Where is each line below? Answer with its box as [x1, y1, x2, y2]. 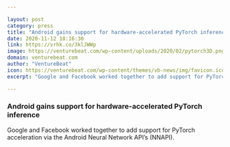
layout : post [7, 16, 44, 23]
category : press [7, 22, 53, 29]
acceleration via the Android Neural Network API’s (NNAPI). [7, 133, 175, 141]
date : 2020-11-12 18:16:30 [7, 35, 84, 42]
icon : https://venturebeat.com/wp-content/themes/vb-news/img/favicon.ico [7, 66, 225, 74]
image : [7, 48, 26, 55]
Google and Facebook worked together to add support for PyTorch [7, 126, 196, 134]
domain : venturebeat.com [7, 54, 78, 62]
